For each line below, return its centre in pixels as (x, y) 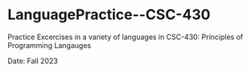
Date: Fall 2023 (33, 61)
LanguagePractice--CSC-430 (109, 15)
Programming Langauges (49, 45)
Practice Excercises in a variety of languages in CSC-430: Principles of (125, 37)
